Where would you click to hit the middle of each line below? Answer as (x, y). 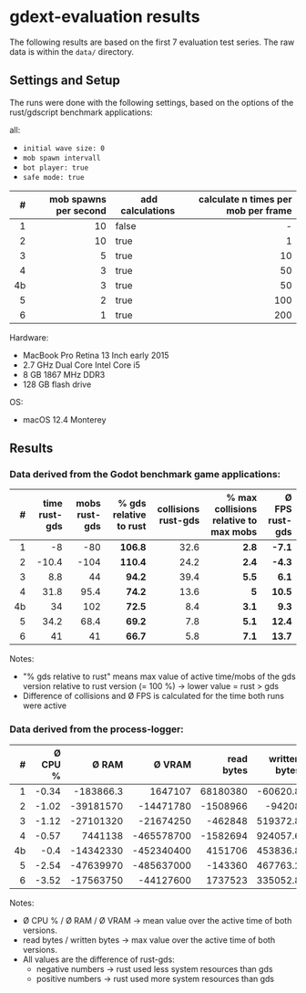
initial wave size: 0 (63, 148)
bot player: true (56, 167)
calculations (148, 210)
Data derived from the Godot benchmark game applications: (145, 475)
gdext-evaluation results (105, 17)
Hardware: (29, 337)
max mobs (234, 532)
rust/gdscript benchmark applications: (81, 112)
